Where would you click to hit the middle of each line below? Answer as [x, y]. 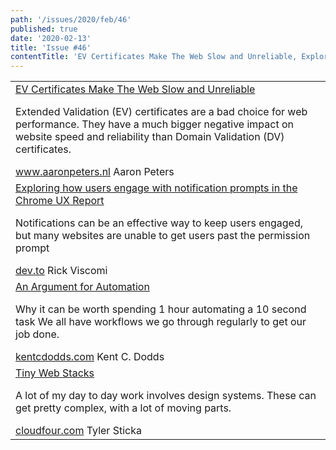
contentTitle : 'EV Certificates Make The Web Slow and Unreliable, [154, 57]
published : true [44, 29]
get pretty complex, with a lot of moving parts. [123, 408]
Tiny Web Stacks [55, 373]
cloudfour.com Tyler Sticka [78, 431]
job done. [37, 334]
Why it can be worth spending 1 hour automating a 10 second [161, 309]
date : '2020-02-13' [51, 38]
